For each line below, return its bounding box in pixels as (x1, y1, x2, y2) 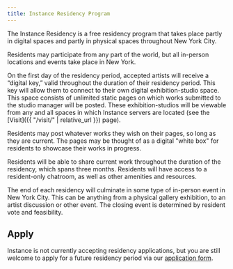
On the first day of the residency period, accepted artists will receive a (7, 71, 209, 79)
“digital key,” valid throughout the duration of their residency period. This (7, 78, 216, 87)
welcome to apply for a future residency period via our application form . (7, 254, 214, 262)
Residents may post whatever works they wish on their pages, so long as (7, 129, 216, 137)
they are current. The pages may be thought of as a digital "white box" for (7, 137, 219, 145)
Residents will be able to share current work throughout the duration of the (7, 157, 221, 166)
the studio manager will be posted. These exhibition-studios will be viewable (7, 100, 227, 109)
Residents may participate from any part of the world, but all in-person (7, 50, 209, 59)
